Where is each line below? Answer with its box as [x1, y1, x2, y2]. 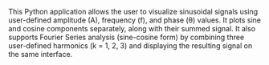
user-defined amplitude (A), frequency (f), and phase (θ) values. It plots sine [8, 15, 262, 25]
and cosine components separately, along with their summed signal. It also [8, 24, 255, 33]
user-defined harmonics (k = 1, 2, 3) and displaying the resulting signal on [8, 41, 253, 51]
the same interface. [8, 50, 73, 59]
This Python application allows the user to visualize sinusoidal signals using [8, 7, 259, 16]
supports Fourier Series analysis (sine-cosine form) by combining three [8, 32, 245, 42]
